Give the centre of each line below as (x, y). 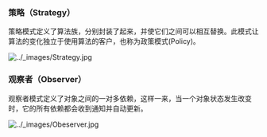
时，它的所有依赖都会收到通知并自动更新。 (78, 108)
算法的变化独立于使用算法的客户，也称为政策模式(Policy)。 (104, 41)
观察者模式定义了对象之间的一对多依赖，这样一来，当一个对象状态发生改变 (130, 98)
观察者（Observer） (47, 80)
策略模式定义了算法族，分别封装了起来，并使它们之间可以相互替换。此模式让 (133, 31)
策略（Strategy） (42, 12)
